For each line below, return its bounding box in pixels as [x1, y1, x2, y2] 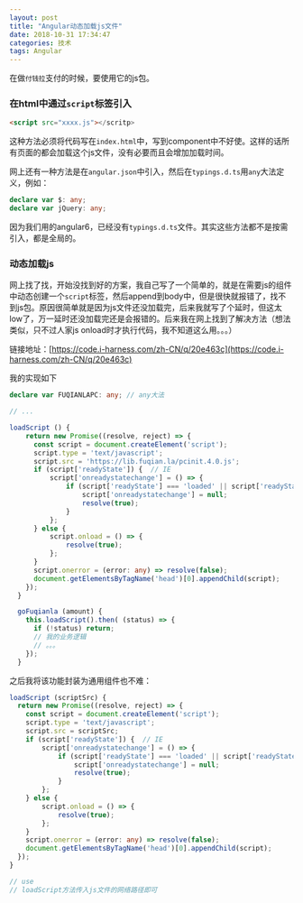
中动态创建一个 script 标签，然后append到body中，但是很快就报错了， [9, 290, 271, 302]
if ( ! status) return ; [32, 624, 115, 633]
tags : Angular [9, 47, 63, 56]
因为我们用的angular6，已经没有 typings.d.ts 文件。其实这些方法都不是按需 [9, 222, 289, 233]
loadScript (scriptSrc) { [9, 693, 106, 702]
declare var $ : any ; [9, 196, 87, 205]
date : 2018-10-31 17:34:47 [9, 30, 111, 39]
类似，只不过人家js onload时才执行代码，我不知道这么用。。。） [9, 325, 237, 336]
